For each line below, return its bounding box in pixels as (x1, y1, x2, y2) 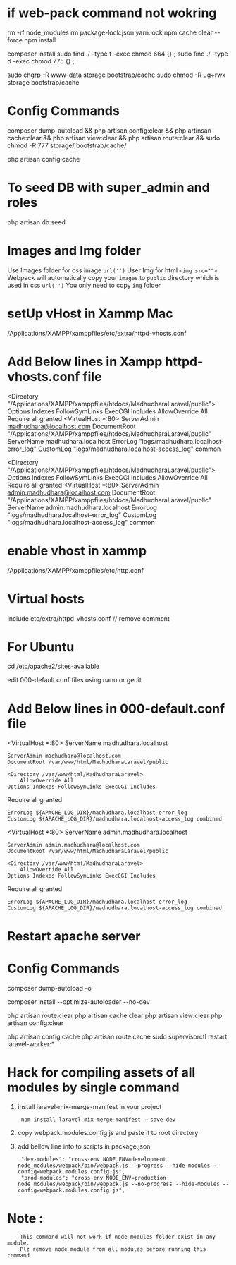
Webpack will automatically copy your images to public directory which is (7, 273, 220, 282)
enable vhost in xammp (7, 543, 147, 559)
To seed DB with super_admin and (7, 180, 210, 195)
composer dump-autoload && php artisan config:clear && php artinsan (7, 126, 211, 135)
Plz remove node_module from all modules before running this (20, 1246, 206, 1253)
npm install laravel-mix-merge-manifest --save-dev (20, 1116, 176, 1123)
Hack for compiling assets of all (7, 1064, 196, 1080)
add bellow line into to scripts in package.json (17, 1142, 151, 1151)
